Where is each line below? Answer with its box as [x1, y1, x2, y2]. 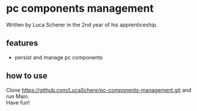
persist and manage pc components [14, 53, 103, 60]
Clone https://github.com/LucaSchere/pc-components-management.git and [6, 86, 192, 93]
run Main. [6, 93, 30, 100]
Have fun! [6, 99, 30, 106]
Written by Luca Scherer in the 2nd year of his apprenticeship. [6, 21, 158, 28]
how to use [6, 71, 48, 81]
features [6, 38, 38, 48]
